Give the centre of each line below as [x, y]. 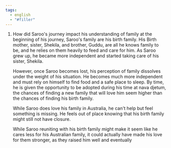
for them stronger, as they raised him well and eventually [72, 140]
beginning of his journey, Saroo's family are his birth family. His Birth [84, 39]
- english [20, 15]
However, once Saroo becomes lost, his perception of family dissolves [87, 71]
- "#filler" [23, 19]
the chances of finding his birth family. [53, 98]
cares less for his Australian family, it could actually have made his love [87, 135]
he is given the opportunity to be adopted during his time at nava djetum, [89, 88]
